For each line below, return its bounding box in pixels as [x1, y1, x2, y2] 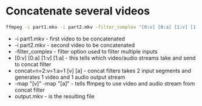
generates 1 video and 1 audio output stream [14, 73, 126, 81]
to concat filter [14, 60, 52, 67]
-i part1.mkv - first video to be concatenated [14, 35, 126, 42]
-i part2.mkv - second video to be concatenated [14, 41, 135, 49]
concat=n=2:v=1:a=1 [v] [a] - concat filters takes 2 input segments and [14, 67, 192, 74]
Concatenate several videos [5, 4, 150, 18]
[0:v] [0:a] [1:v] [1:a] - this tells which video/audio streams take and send [14, 54, 196, 61]
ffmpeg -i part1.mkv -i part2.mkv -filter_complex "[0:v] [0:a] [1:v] [5, 24, 188, 30]
